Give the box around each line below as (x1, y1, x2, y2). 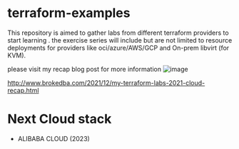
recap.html (7, 86, 39, 94)
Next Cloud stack (7, 111, 112, 127)
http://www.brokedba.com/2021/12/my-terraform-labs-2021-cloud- (7, 78, 205, 87)
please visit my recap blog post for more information (7, 65, 162, 73)
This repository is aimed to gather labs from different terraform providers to (7, 28, 230, 37)
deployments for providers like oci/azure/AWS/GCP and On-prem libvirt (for (7, 43, 230, 52)
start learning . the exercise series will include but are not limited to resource (7, 35, 233, 44)
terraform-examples (7, 5, 131, 21)
